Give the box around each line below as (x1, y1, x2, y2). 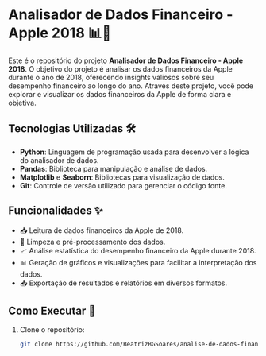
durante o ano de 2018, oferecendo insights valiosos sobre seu (8, 72, 214, 82)
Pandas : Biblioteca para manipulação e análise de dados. (19, 164, 208, 173)
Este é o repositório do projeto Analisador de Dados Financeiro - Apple (8, 56, 244, 65)
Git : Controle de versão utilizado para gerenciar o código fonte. (19, 180, 228, 190)
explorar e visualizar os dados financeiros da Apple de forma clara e (8, 89, 232, 99)
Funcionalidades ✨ (8, 204, 103, 218)
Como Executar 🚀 (8, 304, 96, 317)
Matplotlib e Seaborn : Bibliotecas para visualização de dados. (19, 172, 225, 182)
